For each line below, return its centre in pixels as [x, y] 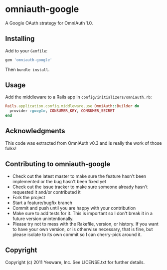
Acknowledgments [35, 131]
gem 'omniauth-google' [29, 60]
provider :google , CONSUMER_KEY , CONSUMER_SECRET [62, 111]
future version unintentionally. [43, 219]
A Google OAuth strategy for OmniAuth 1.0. [49, 23]
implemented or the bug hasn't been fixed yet [59, 181]
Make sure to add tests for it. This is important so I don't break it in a [83, 213]
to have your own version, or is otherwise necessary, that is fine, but [83, 229]
